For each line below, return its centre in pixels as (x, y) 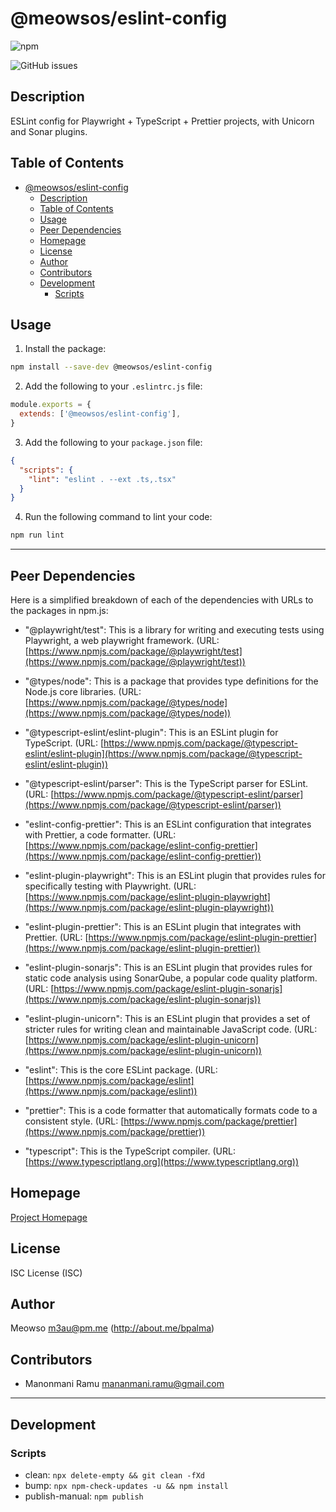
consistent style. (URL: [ (74, 1121)
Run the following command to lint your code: (118, 517)
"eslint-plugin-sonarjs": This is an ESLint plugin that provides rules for (168, 967)
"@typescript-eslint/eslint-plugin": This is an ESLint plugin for (151, 732)
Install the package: (65, 349)
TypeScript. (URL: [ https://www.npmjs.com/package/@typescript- (161, 743)
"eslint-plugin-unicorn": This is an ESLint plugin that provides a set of (167, 1018)
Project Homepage (49, 1217)
